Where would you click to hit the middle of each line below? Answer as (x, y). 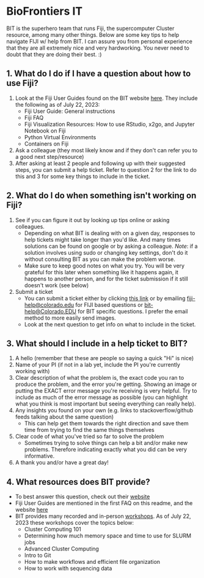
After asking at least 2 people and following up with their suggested (100, 163)
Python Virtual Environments (60, 137)
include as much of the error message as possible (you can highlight (101, 398)
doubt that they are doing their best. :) (54, 54)
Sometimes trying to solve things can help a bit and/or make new (106, 443)
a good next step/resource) (49, 156)
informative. (39, 456)
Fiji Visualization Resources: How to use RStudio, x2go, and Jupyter (110, 124)
